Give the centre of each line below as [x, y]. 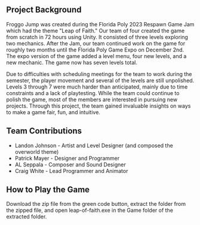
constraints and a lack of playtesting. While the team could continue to [93, 93]
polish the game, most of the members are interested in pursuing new [92, 99]
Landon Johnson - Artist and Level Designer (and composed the [94, 145]
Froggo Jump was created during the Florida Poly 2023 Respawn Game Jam [100, 24]
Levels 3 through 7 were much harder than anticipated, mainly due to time [97, 87]
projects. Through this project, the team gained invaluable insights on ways [99, 106]
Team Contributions [44, 131]
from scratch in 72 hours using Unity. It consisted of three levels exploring [97, 37]
